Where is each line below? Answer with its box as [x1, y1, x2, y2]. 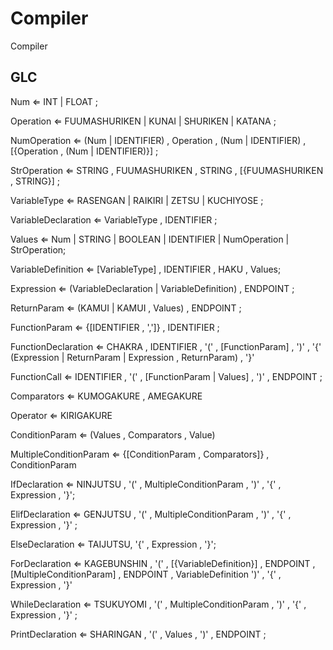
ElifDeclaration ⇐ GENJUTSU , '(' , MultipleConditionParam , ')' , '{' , [10, 508, 292, 520]
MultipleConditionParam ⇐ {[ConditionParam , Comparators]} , [10, 448, 270, 460]
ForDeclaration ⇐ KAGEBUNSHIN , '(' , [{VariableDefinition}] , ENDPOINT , [10, 557, 316, 569]
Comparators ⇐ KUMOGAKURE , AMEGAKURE [10, 390, 203, 402]
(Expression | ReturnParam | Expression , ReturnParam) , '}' [10, 351, 255, 363]
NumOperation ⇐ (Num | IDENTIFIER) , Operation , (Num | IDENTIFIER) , [10, 134, 307, 146]
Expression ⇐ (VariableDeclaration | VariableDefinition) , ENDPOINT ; [10, 282, 295, 294]
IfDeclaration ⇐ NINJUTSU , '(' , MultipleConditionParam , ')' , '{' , [10, 478, 282, 490]
